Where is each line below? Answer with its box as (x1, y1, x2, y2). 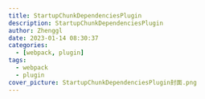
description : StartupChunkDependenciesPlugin (8, 19, 163, 27)
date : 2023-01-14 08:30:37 (8, 34, 99, 42)
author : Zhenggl (8, 26, 63, 34)
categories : (8, 42, 48, 49)
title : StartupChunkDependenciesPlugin (8, 11, 142, 20)
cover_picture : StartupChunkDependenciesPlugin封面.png (8, 78, 197, 86)
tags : (8, 57, 27, 65)
